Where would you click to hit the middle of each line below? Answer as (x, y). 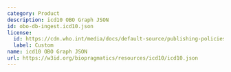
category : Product (33, 13)
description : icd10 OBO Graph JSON (58, 20)
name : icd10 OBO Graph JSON (47, 52)
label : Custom (33, 45)
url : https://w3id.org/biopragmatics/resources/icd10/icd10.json (102, 58)
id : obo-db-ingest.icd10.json (51, 26)
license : (20, 33)
